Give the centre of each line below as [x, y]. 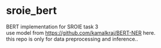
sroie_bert [32, 11]
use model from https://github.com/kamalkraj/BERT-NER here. [81, 32]
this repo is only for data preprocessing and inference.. [72, 39]
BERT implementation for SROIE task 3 [52, 27]
